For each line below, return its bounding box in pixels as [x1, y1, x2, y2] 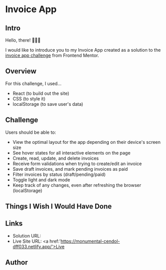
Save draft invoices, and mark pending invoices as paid [12, 166, 128, 172]
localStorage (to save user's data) [12, 101, 84, 107]
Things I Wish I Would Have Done [5, 202, 112, 211]
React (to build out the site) [12, 90, 69, 96]
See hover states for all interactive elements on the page [12, 149, 131, 156]
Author [5, 258, 28, 267]
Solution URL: [12, 233, 41, 239]
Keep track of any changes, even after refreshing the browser [12, 182, 142, 188]
